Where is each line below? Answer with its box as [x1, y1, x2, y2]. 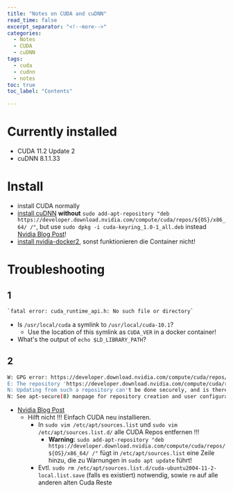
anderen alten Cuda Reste [37, 478, 112, 487]
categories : [7, 29, 42, 37]
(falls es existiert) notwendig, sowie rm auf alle [86, 471, 218, 479]
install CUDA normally [17, 202, 80, 209]
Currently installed [7, 124, 118, 140]
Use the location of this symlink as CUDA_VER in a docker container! [27, 328, 216, 336]
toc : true [7, 81, 36, 88]
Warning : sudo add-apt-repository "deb [48, 436, 164, 444]
